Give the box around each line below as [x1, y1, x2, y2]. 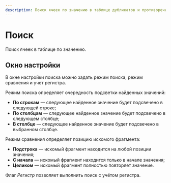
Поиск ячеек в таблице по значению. [5, 46, 87, 52]
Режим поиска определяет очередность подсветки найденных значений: [5, 89, 166, 96]
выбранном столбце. [12, 127, 59, 133]
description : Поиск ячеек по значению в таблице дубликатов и [5, 7, 140, 13]
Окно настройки [5, 60, 61, 69]
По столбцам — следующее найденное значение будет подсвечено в [12, 110, 166, 116]
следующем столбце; [12, 115, 60, 122]
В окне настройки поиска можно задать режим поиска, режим [5, 74, 143, 80]
